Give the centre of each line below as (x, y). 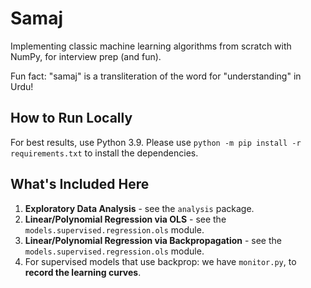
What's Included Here (80, 184)
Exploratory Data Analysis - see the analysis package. (139, 208)
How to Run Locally (71, 118)
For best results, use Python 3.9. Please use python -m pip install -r (156, 142)
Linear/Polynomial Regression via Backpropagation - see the (153, 240)
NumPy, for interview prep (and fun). (86, 56)
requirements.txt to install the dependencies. (104, 153)
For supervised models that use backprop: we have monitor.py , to (160, 261)
